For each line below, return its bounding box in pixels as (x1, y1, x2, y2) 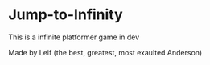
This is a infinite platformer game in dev (8, 32, 140, 42)
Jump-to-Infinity (8, 6, 123, 24)
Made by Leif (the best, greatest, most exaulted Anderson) (8, 47, 203, 57)
